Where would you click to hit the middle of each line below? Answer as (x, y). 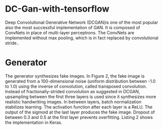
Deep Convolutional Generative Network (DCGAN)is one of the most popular (81, 22)
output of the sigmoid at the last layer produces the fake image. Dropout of (80, 112)
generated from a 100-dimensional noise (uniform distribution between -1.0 (80, 81)
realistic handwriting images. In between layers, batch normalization (73, 102)
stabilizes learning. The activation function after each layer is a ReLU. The (79, 107)
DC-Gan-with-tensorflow (57, 9)
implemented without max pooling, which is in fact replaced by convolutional (82, 38)
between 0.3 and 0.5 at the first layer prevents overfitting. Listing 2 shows (79, 117)
